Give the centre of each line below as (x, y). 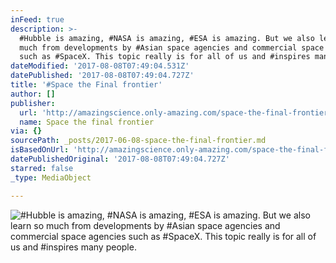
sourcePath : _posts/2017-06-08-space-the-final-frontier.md (138, 141)
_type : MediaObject (51, 177)
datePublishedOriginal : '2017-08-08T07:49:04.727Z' (120, 159)
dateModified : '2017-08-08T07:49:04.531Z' (100, 66)
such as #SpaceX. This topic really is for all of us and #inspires (165, 57)
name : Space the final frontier (87, 122)
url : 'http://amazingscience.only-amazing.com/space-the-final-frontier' (176, 112)
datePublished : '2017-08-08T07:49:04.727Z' (102, 76)
